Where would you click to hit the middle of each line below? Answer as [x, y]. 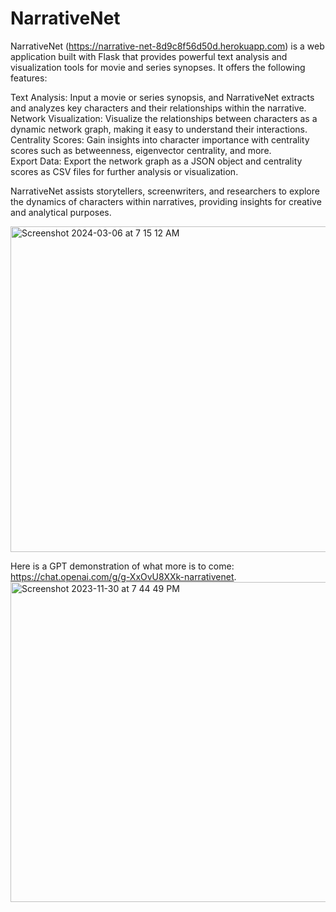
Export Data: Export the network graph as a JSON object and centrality [156, 161]
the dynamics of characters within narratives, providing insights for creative [166, 201]
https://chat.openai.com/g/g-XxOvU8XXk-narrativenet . [123, 576]
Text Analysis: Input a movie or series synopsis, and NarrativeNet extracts [162, 97]
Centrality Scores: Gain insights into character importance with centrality [160, 139]
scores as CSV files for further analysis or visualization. [124, 171]
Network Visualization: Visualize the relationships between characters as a [164, 118]
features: [29, 78]
